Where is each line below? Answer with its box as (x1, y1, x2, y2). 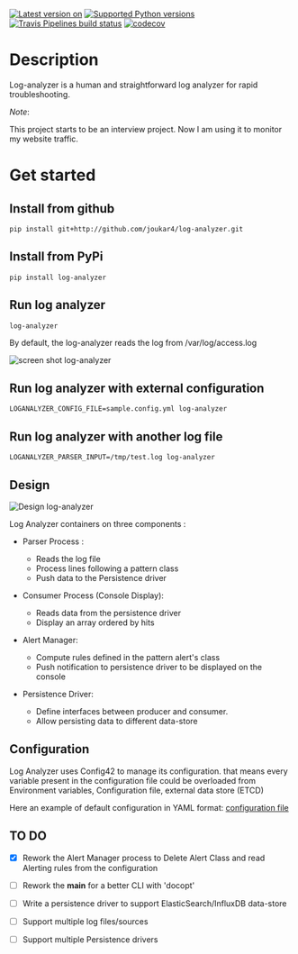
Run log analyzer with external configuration (9, 380, 265, 395)
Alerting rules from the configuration (22, 862, 158, 873)
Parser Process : (22, 536, 84, 547)
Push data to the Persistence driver (35, 573, 167, 583)
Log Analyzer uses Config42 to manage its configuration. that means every (9, 766, 288, 777)
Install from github (9, 201, 115, 216)
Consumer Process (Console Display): (22, 590, 165, 601)
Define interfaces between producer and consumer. (35, 706, 229, 716)
